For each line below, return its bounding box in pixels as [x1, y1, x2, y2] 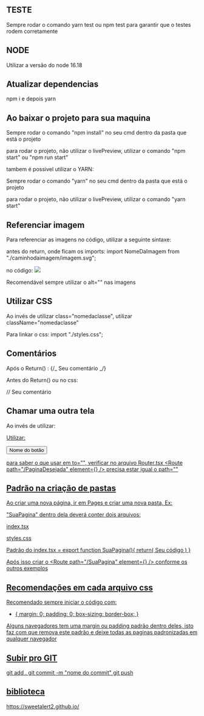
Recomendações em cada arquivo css [6, 582, 153, 593]
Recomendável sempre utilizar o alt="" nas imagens [6, 278, 136, 286]
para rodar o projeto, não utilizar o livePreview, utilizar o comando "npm [6, 147, 186, 155]
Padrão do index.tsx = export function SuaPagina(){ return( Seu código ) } [6, 547, 191, 554]
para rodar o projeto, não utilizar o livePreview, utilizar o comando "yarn [6, 196, 186, 203]
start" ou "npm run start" [6, 154, 69, 161]
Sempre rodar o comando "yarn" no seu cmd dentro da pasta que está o [6, 177, 188, 185]
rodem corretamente [6, 27, 58, 35]
